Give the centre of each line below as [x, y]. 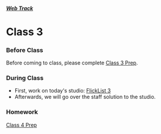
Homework [22, 112]
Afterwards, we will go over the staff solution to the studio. [85, 97]
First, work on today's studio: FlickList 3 [63, 91]
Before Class [25, 50]
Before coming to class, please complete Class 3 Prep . [72, 63]
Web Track [20, 8]
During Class [25, 78]
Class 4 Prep [21, 125]
